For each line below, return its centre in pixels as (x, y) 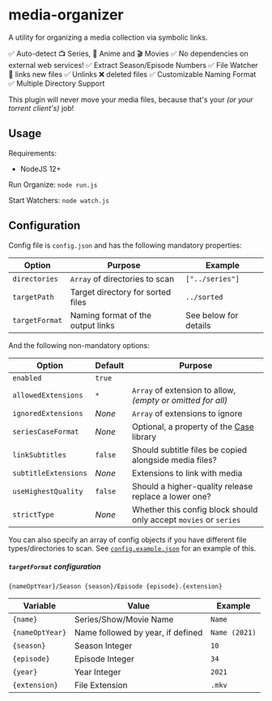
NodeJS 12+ (40, 168)
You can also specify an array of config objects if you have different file (127, 539)
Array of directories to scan (122, 278)
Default (110, 365)
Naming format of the (111, 315)
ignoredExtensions (48, 413)
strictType (33, 514)
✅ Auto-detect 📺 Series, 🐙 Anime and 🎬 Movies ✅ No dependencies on (128, 53)
